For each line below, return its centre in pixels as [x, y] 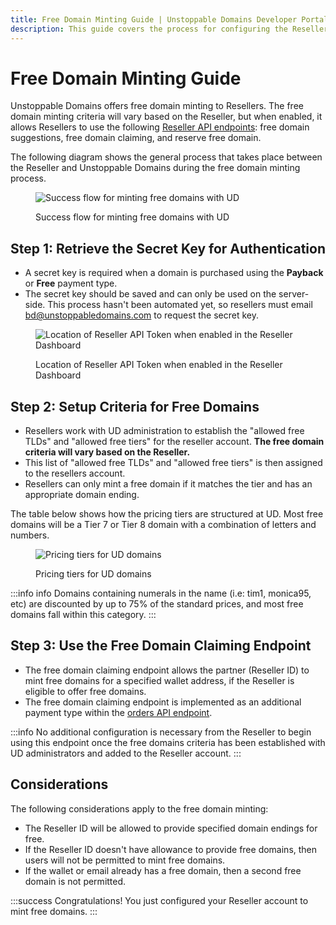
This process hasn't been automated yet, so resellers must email [180, 305]
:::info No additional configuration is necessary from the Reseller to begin [161, 732]
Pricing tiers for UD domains [93, 574]
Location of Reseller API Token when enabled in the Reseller [159, 365]
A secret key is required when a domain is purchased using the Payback [174, 273]
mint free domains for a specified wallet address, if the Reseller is [159, 680]
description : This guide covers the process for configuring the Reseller [169, 29]
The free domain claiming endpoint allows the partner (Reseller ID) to [167, 670]
